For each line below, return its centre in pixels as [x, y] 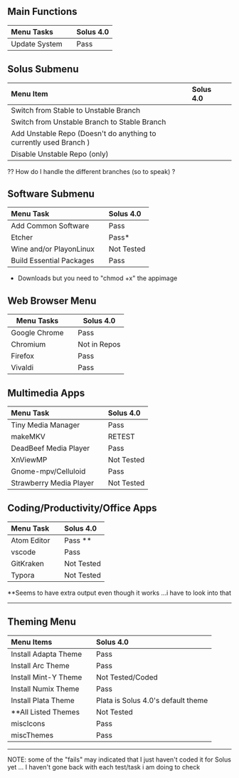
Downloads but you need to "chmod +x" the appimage [97, 278]
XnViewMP [29, 460]
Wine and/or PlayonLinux [53, 249]
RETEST [121, 436]
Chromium [28, 344]
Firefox [22, 356]
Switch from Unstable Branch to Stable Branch [89, 122]
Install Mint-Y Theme [47, 677]
